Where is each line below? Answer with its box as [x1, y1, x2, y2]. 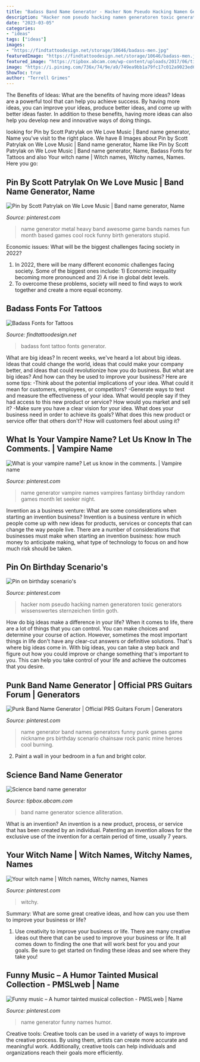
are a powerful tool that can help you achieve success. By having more [6, 98, 180, 105]
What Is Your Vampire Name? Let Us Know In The [6, 435, 192, 445]
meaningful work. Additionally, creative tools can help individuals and [6, 1042, 176, 1049]
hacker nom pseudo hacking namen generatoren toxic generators [20, 601, 182, 608]
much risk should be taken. [6, 545, 73, 552]
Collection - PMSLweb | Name [6, 980, 120, 990]
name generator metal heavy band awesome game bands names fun [20, 225, 190, 232]
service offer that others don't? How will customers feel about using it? [6, 417, 180, 424]
